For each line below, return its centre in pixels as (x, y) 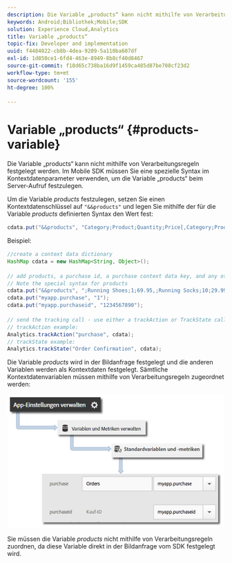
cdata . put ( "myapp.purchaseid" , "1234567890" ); (75, 305)
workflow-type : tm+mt (38, 73)
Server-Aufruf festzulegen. (46, 186)
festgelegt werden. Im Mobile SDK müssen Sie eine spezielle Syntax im (108, 171)
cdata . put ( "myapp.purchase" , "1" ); (58, 298)
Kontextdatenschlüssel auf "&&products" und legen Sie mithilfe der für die (112, 207)
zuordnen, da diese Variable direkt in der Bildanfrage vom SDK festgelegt (111, 546)
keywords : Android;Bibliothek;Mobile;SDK (68, 22)
